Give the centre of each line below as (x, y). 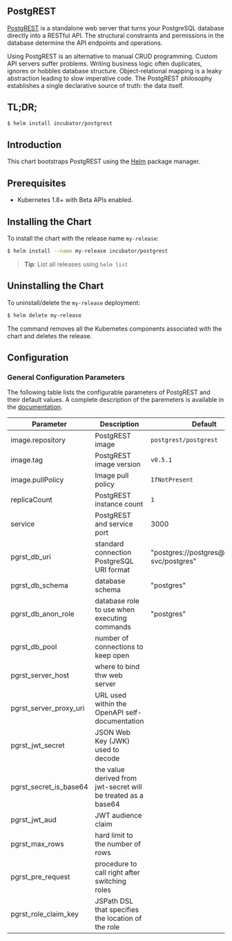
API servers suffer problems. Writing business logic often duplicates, (105, 63)
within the (111, 704)
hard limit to (114, 835)
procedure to (116, 864)
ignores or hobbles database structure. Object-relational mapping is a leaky (115, 71)
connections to (119, 647)
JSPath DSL (114, 901)
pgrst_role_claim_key (45, 914)
